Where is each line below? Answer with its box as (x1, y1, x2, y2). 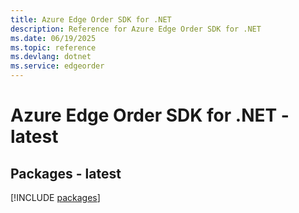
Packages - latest (10, 165, 122, 182)
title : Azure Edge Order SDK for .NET (10, 14, 172, 25)
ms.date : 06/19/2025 (10, 33, 97, 43)
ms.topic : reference (10, 42, 97, 53)
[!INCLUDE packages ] (10, 192, 101, 203)
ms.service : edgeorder (10, 61, 105, 71)
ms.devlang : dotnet (10, 52, 92, 62)
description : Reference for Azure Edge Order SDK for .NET (10, 24, 262, 34)
